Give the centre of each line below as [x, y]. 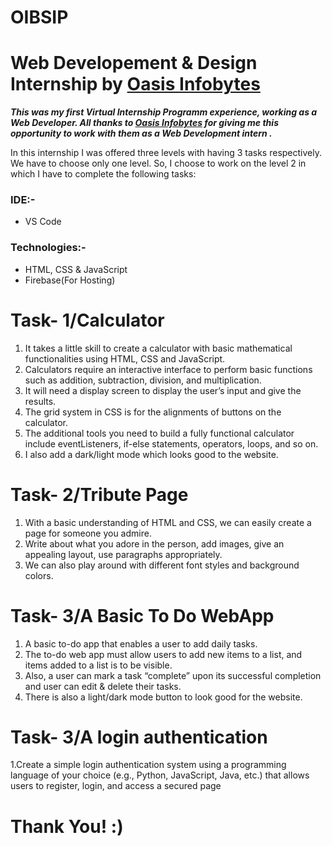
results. [40, 401]
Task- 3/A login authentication [139, 737]
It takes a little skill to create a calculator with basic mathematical [158, 348]
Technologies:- [48, 248]
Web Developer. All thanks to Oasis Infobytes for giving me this [144, 123]
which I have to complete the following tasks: [103, 174]
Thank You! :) [67, 826]
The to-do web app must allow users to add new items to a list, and [163, 654]
